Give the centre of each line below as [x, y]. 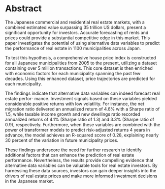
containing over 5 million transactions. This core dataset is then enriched [79, 68]
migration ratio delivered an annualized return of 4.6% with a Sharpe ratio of [82, 109]
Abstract [23, 9]
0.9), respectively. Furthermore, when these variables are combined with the [83, 124]
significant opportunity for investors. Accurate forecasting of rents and [77, 32]
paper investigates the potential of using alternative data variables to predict [82, 43]
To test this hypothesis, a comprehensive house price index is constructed [81, 57]
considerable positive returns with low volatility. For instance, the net [75, 104]
